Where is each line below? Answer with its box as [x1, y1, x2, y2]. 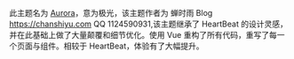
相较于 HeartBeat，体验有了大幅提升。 [63, 41, 204, 51]
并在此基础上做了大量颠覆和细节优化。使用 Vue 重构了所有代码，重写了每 [9, 30, 277, 40]
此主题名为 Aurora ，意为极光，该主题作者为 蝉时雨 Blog [9, 8, 213, 18]
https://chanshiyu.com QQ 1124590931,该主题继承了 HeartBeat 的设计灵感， [9, 18, 289, 29]
